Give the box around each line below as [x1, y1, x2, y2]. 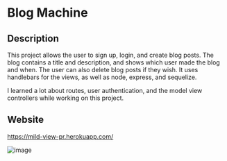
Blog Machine [7, 5, 88, 21]
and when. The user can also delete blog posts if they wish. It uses [7, 66, 199, 74]
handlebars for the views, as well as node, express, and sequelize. [7, 73, 197, 81]
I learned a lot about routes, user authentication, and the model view [7, 87, 203, 94]
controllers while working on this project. [7, 94, 124, 102]
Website [7, 114, 44, 126]
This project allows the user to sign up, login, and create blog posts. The [7, 51, 214, 59]
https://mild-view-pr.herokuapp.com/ [7, 132, 114, 140]
